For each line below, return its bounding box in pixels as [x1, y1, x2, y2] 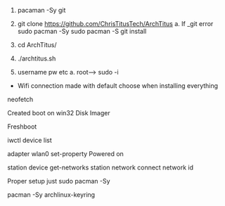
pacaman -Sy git [17, 6, 66, 14]
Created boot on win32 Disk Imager [7, 109, 110, 117]
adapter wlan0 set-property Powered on [7, 150, 124, 157]
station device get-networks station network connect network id [7, 163, 194, 172]
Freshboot [7, 122, 37, 131]
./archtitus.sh [17, 54, 56, 63]
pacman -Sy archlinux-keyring [7, 191, 96, 199]
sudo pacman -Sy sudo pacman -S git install [17, 27, 147, 35]
